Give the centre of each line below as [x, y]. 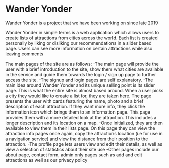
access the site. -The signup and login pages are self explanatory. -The [79, 80]
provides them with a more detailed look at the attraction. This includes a [81, 117]
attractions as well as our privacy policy [46, 160]
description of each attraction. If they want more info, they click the [75, 106]
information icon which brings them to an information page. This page [78, 112]
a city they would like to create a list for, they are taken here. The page [78, 96]
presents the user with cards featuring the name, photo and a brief [74, 101]
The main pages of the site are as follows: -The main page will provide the [82, 64]
